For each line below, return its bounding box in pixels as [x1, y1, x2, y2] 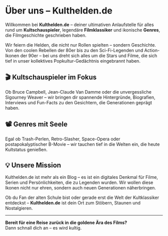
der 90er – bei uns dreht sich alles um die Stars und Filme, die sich [20, 53, 157, 59]
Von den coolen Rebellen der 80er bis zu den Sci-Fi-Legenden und [5, 47, 143, 53]
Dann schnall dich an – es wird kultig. [5, 225, 82, 231]
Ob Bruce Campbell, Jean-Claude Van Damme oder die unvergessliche [5, 89, 151, 95]
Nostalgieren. [5, 205, 33, 211]
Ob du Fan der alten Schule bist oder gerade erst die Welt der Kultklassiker [5, 194, 159, 200]
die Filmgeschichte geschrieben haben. [5, 32, 86, 38]
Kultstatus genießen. [5, 146, 48, 152]
